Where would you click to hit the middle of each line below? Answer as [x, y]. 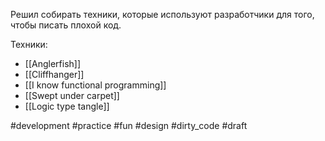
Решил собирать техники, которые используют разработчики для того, [162, 14]
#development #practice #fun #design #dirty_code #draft [129, 125]
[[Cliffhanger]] [54, 74]
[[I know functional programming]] [95, 85]
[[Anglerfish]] [53, 63]
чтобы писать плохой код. [66, 25]
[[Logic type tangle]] [67, 106]
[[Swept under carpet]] [72, 95]
